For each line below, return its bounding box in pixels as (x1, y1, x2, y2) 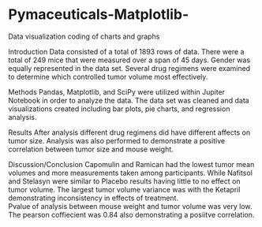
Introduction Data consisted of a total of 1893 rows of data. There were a (8, 47, 245, 56)
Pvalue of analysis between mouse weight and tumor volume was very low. (8, 201, 253, 210)
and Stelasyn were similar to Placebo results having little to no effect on (8, 176, 241, 186)
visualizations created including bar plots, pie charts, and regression (8, 104, 230, 113)
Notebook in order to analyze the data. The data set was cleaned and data (8, 95, 250, 105)
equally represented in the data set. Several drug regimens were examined (8, 63, 251, 73)
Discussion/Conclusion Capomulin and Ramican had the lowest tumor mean (8, 159, 255, 169)
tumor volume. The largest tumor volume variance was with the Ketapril (8, 184, 241, 194)
